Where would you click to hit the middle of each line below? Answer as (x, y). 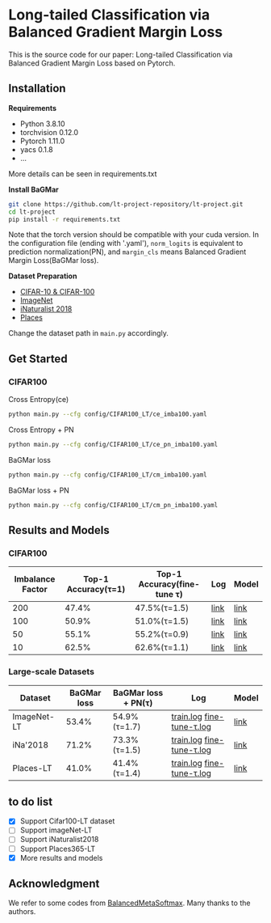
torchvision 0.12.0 (49, 132)
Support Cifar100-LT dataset (67, 821)
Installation (37, 89)
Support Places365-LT (58, 849)
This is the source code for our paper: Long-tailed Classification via (121, 54)
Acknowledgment (54, 884)
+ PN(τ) (138, 703)
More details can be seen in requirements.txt (83, 174)
